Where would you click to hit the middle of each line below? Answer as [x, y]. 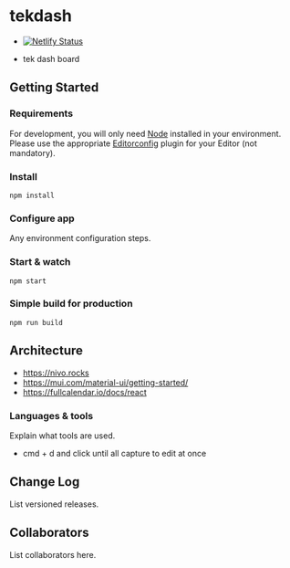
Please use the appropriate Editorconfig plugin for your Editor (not [133, 143]
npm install [32, 195]
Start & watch [40, 262]
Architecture [47, 351]
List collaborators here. [53, 554]
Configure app [42, 218]
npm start [28, 281]
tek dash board [51, 58]
